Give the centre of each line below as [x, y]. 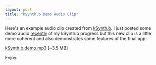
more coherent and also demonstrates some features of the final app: [76, 38]
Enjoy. [11, 57]
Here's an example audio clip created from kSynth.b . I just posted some [78, 28]
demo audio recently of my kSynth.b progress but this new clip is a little [78, 33]
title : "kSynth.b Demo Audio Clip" [42, 14]
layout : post [19, 10]
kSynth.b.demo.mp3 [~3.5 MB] [37, 48]
